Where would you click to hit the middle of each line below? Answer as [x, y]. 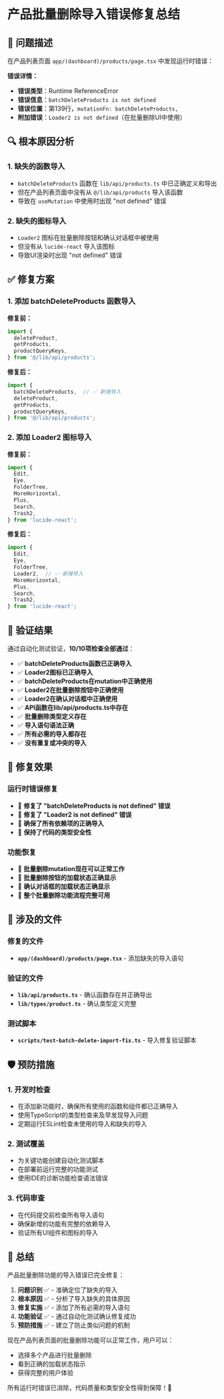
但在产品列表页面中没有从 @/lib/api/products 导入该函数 [100, 192]
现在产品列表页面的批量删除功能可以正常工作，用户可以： [91, 1341]
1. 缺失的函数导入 [36, 166]
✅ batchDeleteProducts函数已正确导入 [75, 664]
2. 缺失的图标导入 [37, 221]
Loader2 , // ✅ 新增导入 [49, 574]
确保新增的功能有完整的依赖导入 [64, 1224]
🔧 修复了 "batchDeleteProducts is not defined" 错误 [94, 806]
